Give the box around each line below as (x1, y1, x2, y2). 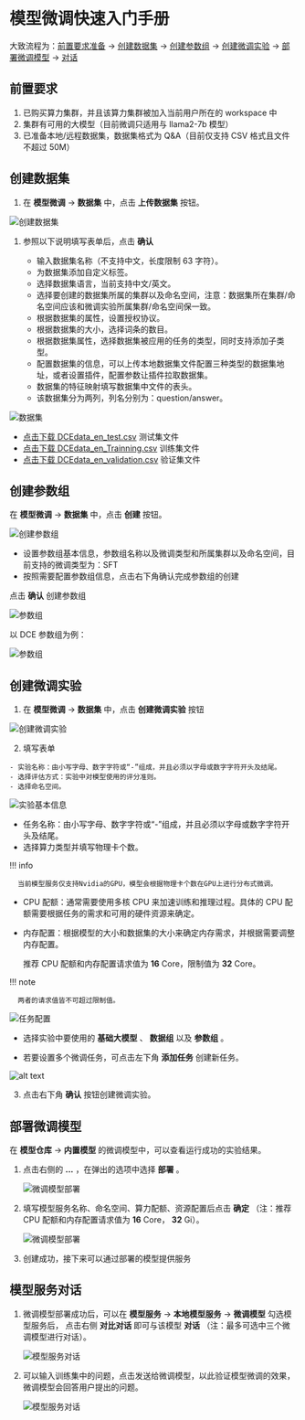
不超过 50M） (22, 141, 75, 152)
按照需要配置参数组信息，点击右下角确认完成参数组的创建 (22, 571, 239, 582)
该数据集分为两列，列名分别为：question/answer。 (36, 392, 228, 403)
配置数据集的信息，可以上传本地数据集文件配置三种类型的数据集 (36, 358, 277, 368)
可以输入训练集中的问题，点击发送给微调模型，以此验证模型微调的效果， (22, 1370, 295, 1381)
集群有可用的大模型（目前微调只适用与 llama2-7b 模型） (22, 118, 234, 129)
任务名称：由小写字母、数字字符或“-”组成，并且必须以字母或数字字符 (22, 819, 282, 830)
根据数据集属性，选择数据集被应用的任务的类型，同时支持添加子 (36, 335, 277, 346)
